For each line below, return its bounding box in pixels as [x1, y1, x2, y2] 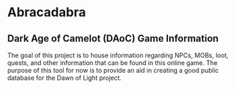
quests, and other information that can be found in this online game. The [7, 59, 218, 67]
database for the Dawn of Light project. [7, 73, 122, 82]
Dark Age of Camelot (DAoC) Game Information [7, 32, 219, 44]
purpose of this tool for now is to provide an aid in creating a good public [7, 66, 219, 74]
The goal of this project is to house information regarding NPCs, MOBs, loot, [7, 51, 229, 59]
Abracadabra [7, 4, 86, 20]
